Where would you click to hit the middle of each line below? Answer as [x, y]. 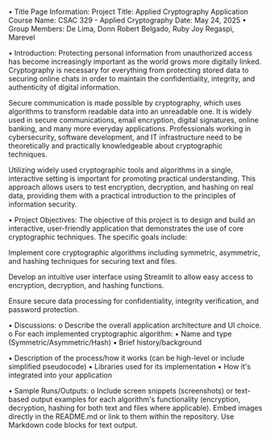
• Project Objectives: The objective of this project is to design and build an [132, 220]
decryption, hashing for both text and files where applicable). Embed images [135, 408]
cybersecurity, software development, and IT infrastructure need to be [125, 137]
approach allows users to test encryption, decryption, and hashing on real [131, 187]
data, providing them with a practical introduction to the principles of [122, 196]
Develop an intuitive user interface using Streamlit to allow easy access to [131, 277]
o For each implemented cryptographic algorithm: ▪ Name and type [120, 334]
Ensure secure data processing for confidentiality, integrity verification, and [134, 301]
